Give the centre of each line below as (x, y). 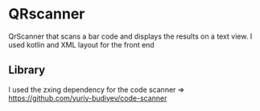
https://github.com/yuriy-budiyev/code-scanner (88, 98)
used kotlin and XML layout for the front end (81, 44)
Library (27, 70)
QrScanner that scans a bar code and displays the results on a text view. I (130, 36)
